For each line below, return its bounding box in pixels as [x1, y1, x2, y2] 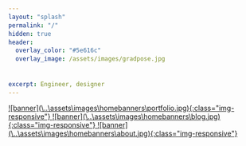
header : [8, 38, 34, 46]
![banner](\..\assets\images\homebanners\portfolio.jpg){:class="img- [8, 103, 235, 112]
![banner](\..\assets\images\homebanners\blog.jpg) [52, 112, 221, 121]
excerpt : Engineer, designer [8, 80, 105, 88]
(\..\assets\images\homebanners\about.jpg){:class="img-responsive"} [8, 128, 238, 138]
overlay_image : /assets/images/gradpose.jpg [15, 55, 166, 63]
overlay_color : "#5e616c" [15, 46, 102, 55]
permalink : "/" [8, 21, 59, 30]
